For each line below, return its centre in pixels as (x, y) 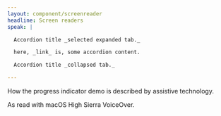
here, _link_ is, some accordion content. (77, 52)
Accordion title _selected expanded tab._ (77, 39)
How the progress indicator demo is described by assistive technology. (110, 91)
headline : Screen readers (45, 20)
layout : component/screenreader (55, 14)
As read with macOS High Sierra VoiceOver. (71, 105)
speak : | (20, 27)
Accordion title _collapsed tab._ (64, 65)
